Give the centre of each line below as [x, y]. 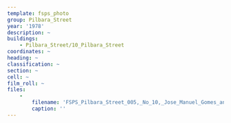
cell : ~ [18, 77]
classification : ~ [33, 64]
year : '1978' [26, 26]
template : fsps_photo [38, 13]
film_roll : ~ [26, 83]
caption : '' [49, 109]
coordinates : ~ [29, 52]
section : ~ [23, 70]
